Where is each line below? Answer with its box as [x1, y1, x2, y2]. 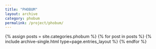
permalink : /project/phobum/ [5, 20, 64, 25]
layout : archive [5, 12, 38, 16]
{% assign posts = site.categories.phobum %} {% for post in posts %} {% [5, 34, 152, 39]
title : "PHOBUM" [5, 7, 38, 12]
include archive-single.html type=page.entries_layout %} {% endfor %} [5, 39, 147, 45]
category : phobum [5, 16, 40, 21]
